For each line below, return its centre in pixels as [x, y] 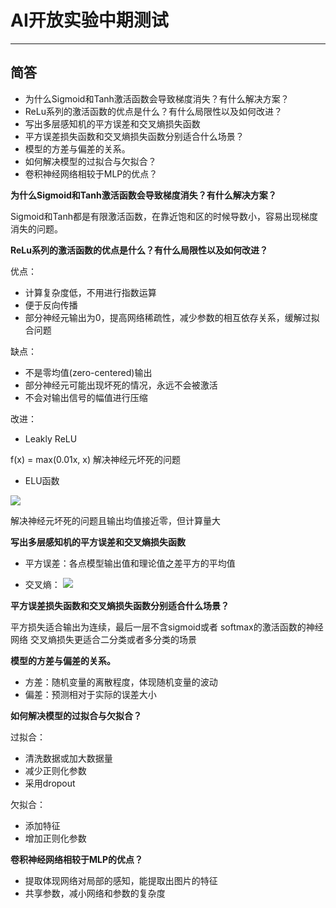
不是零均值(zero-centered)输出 [88, 372]
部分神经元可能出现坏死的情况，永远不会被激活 [121, 385]
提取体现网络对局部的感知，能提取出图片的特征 [121, 880]
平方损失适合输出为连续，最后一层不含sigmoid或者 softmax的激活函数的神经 [167, 627]
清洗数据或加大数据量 [68, 758]
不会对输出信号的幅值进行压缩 [86, 397]
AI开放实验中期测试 [89, 20]
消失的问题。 [36, 228]
